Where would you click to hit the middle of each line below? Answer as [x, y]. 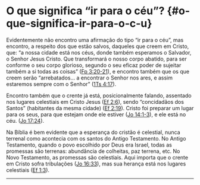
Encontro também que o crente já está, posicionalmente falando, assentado [99, 95]
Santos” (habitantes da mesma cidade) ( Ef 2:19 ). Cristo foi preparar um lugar [100, 108]
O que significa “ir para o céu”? [85, 11]
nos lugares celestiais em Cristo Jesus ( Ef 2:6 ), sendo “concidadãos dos [95, 101]
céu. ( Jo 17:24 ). [25, 120]
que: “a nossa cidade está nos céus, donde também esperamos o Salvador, [99, 52]
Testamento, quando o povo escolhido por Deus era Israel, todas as [89, 145]
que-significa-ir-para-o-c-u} [79, 23]
